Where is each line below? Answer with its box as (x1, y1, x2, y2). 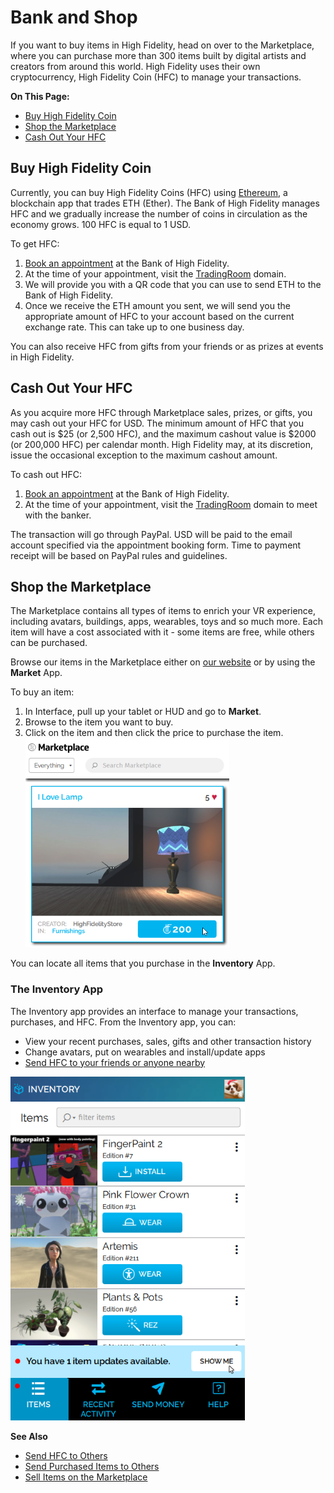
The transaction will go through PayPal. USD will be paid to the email (10, 528, 293, 540)
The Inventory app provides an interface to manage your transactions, (10, 1005, 299, 1017)
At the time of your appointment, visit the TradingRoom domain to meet (24, 498, 318, 510)
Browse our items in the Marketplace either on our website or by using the (10, 656, 316, 668)
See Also (10, 1430, 48, 1442)
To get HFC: (10, 237, 60, 250)
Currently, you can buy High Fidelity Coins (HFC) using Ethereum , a (10, 186, 288, 198)
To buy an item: (10, 686, 75, 698)
